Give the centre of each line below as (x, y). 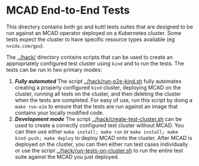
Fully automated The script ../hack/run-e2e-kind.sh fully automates (98, 81)
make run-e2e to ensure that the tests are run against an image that (96, 106)
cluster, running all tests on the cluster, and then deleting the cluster (98, 94)
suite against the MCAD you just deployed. (67, 157)
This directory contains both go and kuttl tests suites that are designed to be (99, 27)
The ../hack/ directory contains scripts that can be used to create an (90, 57)
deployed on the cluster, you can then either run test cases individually (101, 144)
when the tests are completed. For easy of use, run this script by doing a (104, 100)
